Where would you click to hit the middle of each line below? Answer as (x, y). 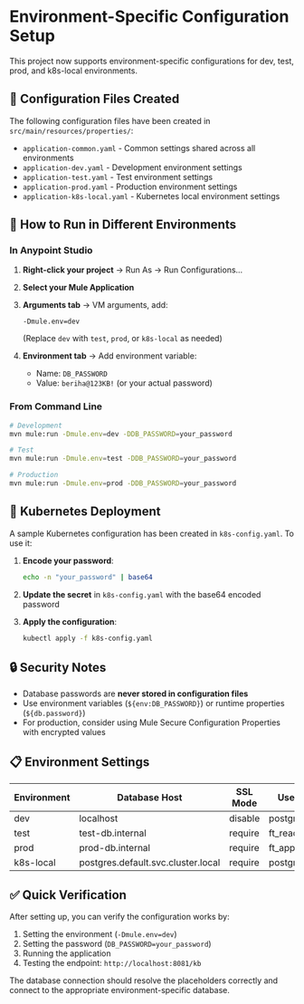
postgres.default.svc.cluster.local (150, 863)
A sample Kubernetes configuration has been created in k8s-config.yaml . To (152, 533)
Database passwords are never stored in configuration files (135, 693)
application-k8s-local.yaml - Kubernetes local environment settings (151, 196)
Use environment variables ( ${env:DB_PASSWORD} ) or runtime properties (153, 703)
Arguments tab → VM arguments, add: (95, 305)
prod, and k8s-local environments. (74, 71)
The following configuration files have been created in (110, 120)
